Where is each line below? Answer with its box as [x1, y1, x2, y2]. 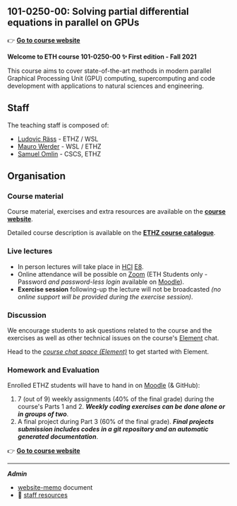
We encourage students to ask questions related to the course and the [7, 326, 212, 335]
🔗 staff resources [17, 491, 68, 500]
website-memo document [17, 483, 93, 492]
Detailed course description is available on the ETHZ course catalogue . [7, 229, 216, 237]
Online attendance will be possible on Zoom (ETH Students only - [17, 270, 208, 278]
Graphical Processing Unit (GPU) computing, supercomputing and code [7, 74, 215, 82]
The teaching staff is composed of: [7, 120, 109, 130]
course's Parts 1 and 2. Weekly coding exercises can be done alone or [17, 403, 226, 411]
